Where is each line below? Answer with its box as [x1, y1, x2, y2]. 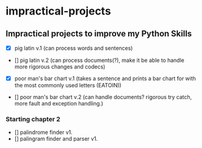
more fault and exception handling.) [14, 100, 103, 107]
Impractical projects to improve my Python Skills [5, 29, 192, 39]
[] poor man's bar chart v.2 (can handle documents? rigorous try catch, [14, 93, 192, 101]
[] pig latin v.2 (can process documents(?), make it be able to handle [14, 56, 185, 64]
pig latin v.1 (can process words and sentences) [14, 44, 133, 52]
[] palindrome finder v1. [14, 129, 73, 136]
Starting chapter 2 [5, 115, 61, 124]
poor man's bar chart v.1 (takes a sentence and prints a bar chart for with [14, 75, 196, 82]
